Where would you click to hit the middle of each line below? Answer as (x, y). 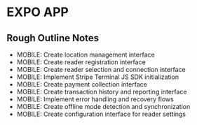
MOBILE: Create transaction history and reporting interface (102, 92)
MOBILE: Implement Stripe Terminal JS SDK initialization (98, 77)
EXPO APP (38, 12)
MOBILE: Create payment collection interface (82, 84)
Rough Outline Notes (53, 38)
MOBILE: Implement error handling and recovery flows (95, 99)
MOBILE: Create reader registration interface (81, 62)
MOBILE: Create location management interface (86, 54)
